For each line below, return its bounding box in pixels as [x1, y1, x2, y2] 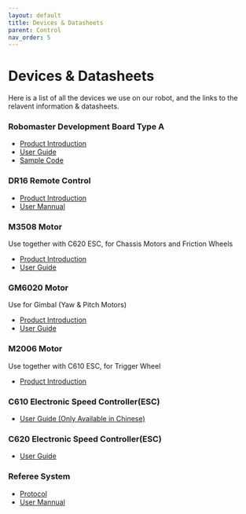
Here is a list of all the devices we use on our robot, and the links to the [8, 94, 238, 103]
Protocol [19, 489, 47, 498]
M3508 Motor [8, 221, 63, 232]
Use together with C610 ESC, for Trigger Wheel [8, 361, 161, 370]
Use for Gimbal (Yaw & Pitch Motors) [8, 300, 127, 310]
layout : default [8, 11, 61, 20]
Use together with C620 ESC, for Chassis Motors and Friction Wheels [8, 239, 233, 248]
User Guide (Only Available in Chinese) [19, 413, 145, 423]
